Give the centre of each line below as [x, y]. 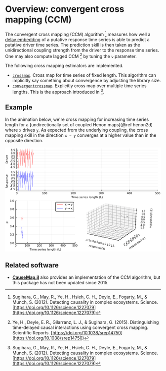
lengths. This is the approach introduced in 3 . [58, 91]
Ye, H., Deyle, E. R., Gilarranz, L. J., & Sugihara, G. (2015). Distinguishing [85, 322]
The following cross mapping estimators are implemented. [64, 66]
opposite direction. [24, 140]
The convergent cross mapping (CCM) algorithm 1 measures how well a [78, 34]
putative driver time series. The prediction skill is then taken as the [73, 45]
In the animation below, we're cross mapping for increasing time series [77, 119]
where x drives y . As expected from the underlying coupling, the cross [77, 130]
